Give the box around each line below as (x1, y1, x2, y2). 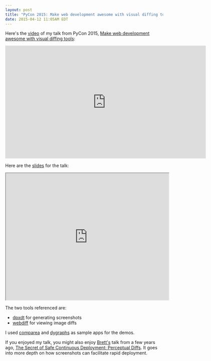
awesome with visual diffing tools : (5, 36, 76, 42)
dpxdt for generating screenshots (12, 314, 82, 321)
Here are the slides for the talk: (5, 162, 69, 168)
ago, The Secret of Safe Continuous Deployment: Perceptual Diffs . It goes (5, 344, 158, 351)
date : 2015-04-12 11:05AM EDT (5, 17, 69, 22)
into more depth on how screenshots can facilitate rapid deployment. (5, 350, 148, 356)
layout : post (5, 7, 33, 13)
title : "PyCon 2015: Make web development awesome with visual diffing (5, 12, 158, 17)
